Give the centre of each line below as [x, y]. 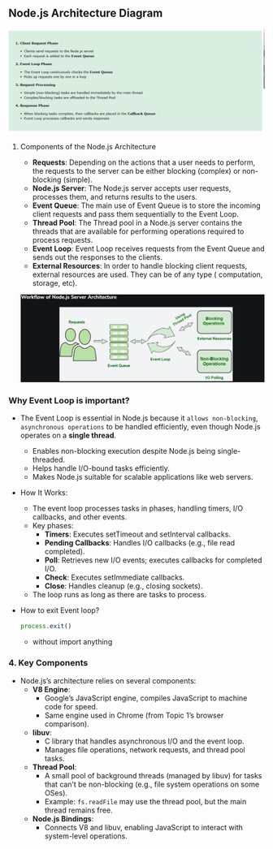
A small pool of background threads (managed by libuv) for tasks [153, 775]
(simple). [78, 179]
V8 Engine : [51, 689]
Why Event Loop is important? [69, 401]
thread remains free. [78, 810]
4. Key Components [48, 663]
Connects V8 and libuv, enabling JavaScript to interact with [144, 827]
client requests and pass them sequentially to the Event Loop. [136, 213]
